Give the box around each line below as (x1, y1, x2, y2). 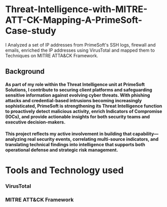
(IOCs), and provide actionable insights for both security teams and (5, 113, 150, 119)
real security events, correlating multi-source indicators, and (27, 136, 159, 142)
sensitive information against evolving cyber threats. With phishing (5, 92, 150, 98)
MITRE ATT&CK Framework (5, 196, 74, 203)
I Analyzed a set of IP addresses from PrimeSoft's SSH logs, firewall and (5, 42, 156, 48)
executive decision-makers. (5, 119, 66, 125)
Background (5, 67, 45, 76)
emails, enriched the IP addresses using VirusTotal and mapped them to (5, 47, 155, 53)
